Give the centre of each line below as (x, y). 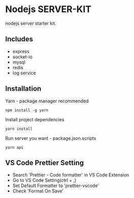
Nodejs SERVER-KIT (49, 9)
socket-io (23, 57)
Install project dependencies (35, 119)
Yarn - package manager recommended (47, 101)
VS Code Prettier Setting (45, 163)
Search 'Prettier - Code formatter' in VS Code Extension (71, 175)
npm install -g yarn (27, 110)
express (21, 51)
